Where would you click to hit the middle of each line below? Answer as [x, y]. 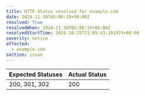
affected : [18, 44]
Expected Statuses [36, 74]
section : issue [24, 55]
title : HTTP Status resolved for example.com [62, 11]
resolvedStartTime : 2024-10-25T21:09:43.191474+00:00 [73, 33]
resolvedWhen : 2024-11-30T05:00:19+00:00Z [58, 28]
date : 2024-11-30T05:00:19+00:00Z [48, 17]
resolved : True [24, 22]
